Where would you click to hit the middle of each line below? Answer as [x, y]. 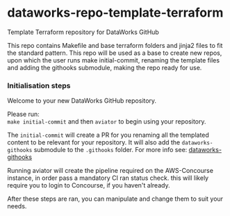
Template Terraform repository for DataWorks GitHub [83, 32]
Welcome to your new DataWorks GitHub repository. [82, 101]
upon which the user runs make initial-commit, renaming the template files [114, 60]
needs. [17, 206]
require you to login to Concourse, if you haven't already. [89, 185]
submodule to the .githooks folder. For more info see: [110, 150]
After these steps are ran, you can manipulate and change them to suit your [115, 199]
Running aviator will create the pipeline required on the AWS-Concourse [110, 171]
